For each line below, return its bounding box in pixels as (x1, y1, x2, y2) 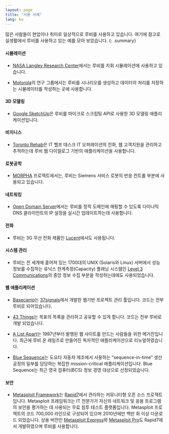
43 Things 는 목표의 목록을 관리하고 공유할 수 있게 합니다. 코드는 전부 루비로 (12, 314, 162, 320)
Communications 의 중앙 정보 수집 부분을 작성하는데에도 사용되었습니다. (12, 272, 155, 278)
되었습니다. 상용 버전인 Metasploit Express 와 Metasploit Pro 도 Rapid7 (18, 417, 159, 423)
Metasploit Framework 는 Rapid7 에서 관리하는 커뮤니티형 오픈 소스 (12, 392, 145, 398)
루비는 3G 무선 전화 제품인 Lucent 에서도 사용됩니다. (12, 235, 115, 241)
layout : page (5, 7, 33, 13)
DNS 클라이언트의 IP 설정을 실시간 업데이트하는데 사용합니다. (12, 210, 133, 216)
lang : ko (5, 17, 24, 22)
